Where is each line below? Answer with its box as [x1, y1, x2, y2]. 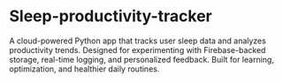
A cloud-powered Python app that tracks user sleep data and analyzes [9, 35, 267, 46]
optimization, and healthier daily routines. [9, 64, 160, 74]
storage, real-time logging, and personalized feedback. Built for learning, [9, 54, 274, 64]
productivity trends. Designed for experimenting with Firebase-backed [9, 44, 266, 55]
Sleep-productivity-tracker [9, 6, 212, 26]
